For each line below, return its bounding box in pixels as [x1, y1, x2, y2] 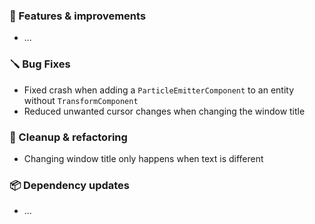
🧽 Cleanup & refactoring [9, 130, 128, 144]
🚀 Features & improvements [9, 9, 147, 23]
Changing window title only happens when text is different [23, 152, 264, 164]
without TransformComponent [23, 94, 139, 106]
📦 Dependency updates [9, 178, 131, 192]
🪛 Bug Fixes [9, 57, 71, 71]
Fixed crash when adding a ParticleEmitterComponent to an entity [23, 84, 295, 96]
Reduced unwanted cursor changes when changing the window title [23, 105, 306, 117]
